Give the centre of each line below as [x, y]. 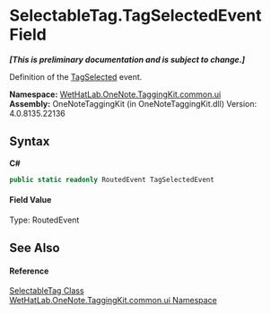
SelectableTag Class [47, 291]
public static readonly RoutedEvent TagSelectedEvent [112, 179]
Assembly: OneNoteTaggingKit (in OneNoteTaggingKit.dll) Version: [133, 103]
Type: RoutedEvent [44, 220]
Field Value [31, 200]
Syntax [30, 141]
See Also [35, 248]
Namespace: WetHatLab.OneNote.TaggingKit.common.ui [115, 94]
